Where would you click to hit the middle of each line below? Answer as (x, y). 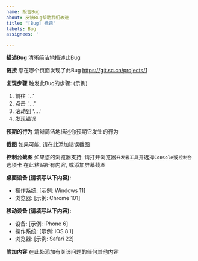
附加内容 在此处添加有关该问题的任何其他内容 (62, 252)
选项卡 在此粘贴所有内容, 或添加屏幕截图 (56, 165)
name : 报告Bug (23, 12)
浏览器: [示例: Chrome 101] (48, 198)
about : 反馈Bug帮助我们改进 (38, 18)
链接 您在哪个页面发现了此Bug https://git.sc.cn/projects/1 (77, 71)
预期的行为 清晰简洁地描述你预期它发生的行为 (62, 132)
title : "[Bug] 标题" (31, 23)
